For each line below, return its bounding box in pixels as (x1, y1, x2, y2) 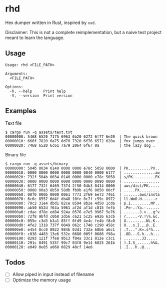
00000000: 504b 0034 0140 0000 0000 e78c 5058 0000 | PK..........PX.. (5, 166, 160, 171)
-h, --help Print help (9, 89, 66, 94)
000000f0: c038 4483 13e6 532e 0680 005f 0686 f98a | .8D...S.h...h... (5, 231, 160, 236)
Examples (5, 107, 36, 115)
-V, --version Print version (9, 93, 72, 98)
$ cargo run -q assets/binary (5, 161, 68, 166)
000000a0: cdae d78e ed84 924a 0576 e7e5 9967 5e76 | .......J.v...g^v (5, 209, 160, 214)
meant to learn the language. (5, 35, 65, 41)
